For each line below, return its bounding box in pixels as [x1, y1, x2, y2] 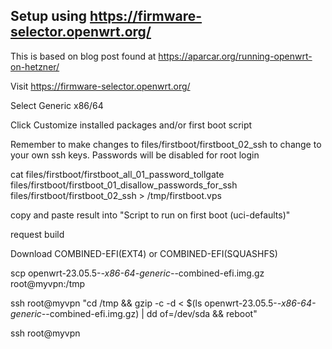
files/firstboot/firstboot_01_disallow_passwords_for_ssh [10, 179, 238, 191]
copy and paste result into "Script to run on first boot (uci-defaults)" [10, 209, 291, 221]
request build [10, 228, 65, 240]
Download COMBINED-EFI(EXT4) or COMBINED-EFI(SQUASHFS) [10, 247, 278, 259]
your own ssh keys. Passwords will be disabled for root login [10, 149, 260, 161]
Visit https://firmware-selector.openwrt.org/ [10, 80, 191, 92]
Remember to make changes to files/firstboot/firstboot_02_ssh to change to [10, 138, 322, 150]
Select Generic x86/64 [10, 99, 104, 111]
